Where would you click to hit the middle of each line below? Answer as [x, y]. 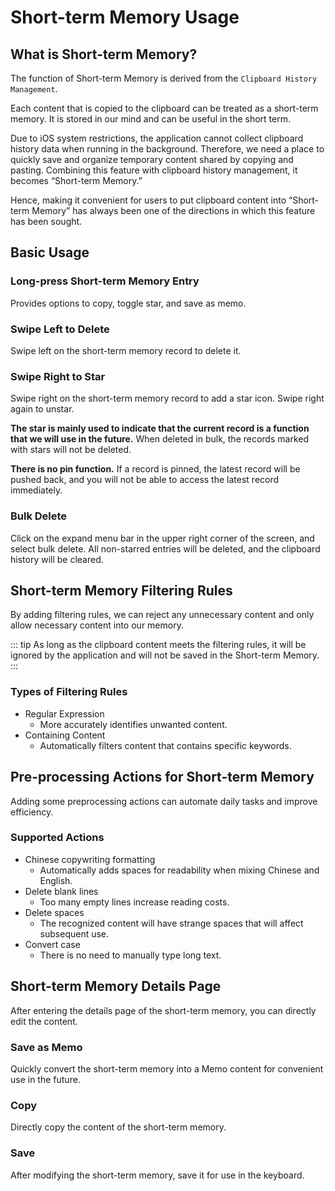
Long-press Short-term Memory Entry [105, 281]
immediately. [36, 490]
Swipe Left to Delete [60, 329]
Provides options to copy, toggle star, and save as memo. [128, 303]
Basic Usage [50, 252]
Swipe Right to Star [58, 376]
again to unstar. [42, 409]
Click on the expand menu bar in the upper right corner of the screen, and [162, 538]
